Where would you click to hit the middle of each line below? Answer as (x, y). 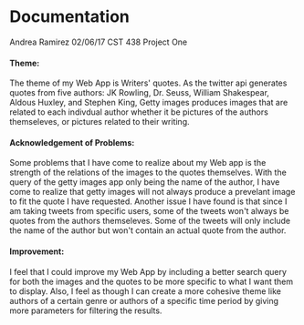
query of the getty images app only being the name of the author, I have (145, 182)
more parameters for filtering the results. (86, 310)
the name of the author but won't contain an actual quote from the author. (148, 230)
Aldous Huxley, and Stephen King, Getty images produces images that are (149, 103)
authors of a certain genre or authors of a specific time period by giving (144, 300)
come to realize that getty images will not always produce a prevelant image (152, 192)
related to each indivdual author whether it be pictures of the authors (139, 112)
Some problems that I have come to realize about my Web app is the (138, 163)
